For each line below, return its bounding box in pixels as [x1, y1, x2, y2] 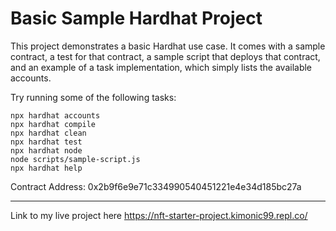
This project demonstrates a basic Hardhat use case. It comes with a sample [10, 40, 326, 52]
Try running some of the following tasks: [10, 91, 177, 103]
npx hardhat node [10, 145, 83, 156]
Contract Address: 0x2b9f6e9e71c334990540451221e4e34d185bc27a [10, 180, 302, 192]
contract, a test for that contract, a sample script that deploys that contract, [10, 50, 321, 62]
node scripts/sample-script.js [10, 154, 141, 164]
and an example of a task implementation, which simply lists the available [10, 61, 313, 73]
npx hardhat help [10, 163, 83, 173]
